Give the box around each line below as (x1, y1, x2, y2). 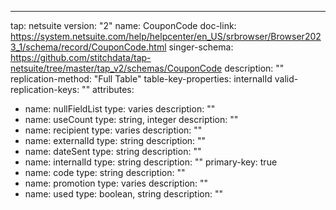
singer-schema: (168, 41, 234, 53)
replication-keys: (10, 84, 80, 95)
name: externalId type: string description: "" (24, 135, 207, 146)
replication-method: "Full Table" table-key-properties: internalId (10, 73, 273, 85)
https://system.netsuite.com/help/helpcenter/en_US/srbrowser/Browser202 (10, 31, 322, 42)
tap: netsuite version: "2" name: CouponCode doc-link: (10, 20, 237, 31)
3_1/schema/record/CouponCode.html (10, 41, 167, 53)
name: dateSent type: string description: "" (24, 146, 202, 157)
